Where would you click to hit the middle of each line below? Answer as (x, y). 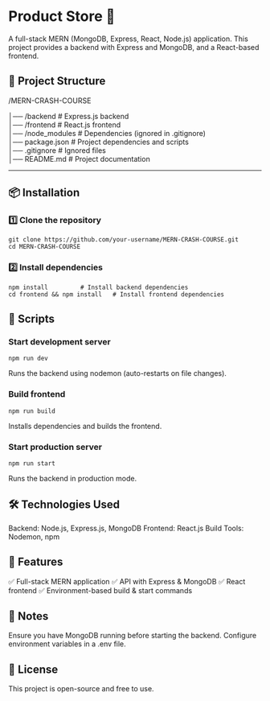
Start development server (59, 342)
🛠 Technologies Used (64, 505)
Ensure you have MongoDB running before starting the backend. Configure (133, 636)
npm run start (32, 464)
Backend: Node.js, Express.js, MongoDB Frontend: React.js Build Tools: (126, 528)
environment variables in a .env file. (67, 644)
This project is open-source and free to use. (81, 689)
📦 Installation (44, 193)
